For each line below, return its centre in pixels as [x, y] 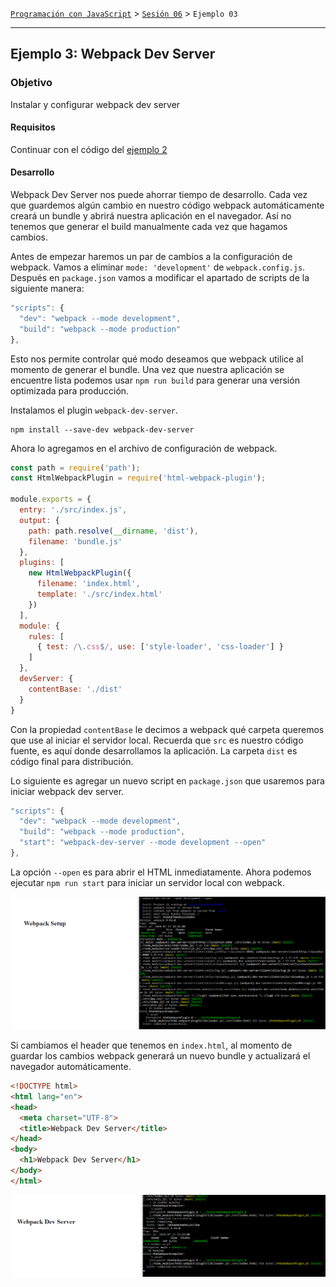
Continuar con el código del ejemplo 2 [89, 149]
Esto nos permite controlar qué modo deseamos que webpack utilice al [157, 359]
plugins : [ [42, 563]
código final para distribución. [72, 761]
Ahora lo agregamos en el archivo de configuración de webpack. [144, 448]
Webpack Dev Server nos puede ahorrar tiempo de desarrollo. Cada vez [159, 195]
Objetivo [31, 83]
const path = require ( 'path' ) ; [75, 468]
